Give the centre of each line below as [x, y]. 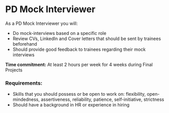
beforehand [25, 44]
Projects [14, 70]
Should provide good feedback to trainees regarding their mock [79, 49]
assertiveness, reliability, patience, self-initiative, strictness [103, 99]
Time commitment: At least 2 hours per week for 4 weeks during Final [79, 64]
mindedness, [26, 99]
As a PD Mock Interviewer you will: [42, 23]
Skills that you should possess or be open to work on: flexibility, [79, 94]
